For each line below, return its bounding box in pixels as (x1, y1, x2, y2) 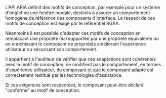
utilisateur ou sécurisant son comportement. (5, 46, 98, 52)
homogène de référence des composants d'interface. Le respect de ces (5, 15, 155, 21)
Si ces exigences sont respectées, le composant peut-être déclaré (5, 82, 144, 88)
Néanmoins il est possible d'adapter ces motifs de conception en (5, 30, 141, 36)
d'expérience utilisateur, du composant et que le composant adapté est (5, 67, 154, 73)
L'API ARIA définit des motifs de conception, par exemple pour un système (5, 5, 160, 10)
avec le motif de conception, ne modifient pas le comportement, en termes (5, 62, 161, 67)
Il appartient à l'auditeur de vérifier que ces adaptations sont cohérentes (5, 56, 156, 62)
